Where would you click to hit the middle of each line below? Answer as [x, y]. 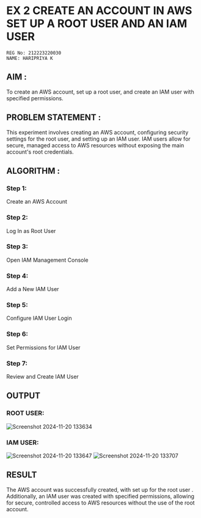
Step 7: [17, 363]
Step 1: [16, 188]
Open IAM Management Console [47, 260]
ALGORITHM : [33, 171]
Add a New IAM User [33, 289]
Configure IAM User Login [39, 318]
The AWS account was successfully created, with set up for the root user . [100, 489]
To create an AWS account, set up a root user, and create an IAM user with [100, 92]
